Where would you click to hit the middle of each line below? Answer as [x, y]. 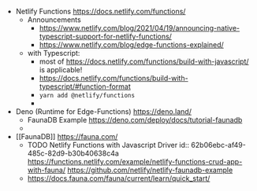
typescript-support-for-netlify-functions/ [105, 36]
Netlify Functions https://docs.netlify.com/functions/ [101, 11]
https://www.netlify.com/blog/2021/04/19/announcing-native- [140, 28]
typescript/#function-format [85, 86]
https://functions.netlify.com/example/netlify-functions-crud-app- [135, 162]
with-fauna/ [47, 170]
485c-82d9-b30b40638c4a [73, 153]
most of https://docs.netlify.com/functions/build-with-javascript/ [144, 61]
